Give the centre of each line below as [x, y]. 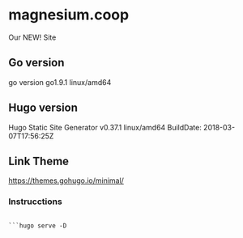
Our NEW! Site [32, 37]
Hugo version [43, 108]
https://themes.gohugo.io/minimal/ [66, 181]
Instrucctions [35, 202]
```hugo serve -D [38, 225]
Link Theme [39, 161]
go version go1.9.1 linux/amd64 [60, 82]
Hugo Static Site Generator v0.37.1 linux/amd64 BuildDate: [105, 127]
